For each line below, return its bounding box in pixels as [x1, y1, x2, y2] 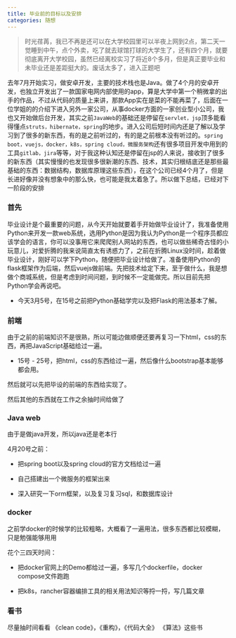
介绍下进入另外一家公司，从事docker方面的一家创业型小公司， [37, 105, 218, 113]
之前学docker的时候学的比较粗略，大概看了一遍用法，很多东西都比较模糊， [7, 524, 225, 533]
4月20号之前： [7, 445, 51, 453]
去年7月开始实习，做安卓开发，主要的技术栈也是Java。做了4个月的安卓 [7, 78, 214, 86]
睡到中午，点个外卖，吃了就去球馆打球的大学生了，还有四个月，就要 [30, 46, 228, 54]
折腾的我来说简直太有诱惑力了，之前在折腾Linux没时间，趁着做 [44, 246, 226, 255]
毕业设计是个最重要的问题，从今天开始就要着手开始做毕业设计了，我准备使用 [7, 220, 229, 228]
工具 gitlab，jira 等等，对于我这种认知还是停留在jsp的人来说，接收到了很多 [7, 148, 225, 157]
